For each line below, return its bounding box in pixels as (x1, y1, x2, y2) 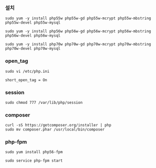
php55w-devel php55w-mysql (5, 20, 61, 25)
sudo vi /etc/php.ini (5, 69, 50, 74)
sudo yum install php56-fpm (5, 150, 63, 155)
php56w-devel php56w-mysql (5, 33, 61, 38)
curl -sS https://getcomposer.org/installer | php (5, 123, 112, 128)
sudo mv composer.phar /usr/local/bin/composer (5, 127, 105, 132)
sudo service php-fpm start (5, 158, 63, 164)
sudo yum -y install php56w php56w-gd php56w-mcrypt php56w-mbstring (5, 29, 152, 34)
